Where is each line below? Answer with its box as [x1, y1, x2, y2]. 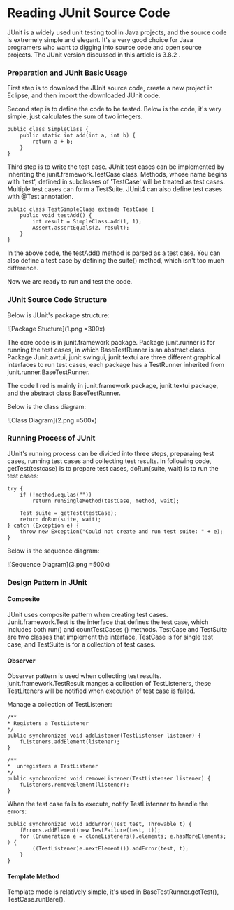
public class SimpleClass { [7, 126, 89, 133]
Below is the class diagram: [7, 402, 86, 411]
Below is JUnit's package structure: [7, 310, 110, 319]
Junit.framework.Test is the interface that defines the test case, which [7, 618, 209, 626]
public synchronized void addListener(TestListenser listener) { [7, 732, 201, 740]
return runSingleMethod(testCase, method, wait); [32, 497, 180, 504]
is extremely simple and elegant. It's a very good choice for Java [7, 35, 193, 43]
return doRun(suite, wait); [20, 516, 101, 523]
